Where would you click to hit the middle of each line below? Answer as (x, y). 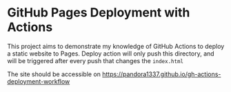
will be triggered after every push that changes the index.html (96, 60)
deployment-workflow (39, 81)
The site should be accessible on (54, 74)
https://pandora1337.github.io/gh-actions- (162, 74)
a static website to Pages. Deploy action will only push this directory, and (111, 54)
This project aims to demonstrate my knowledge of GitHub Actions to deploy (116, 46)
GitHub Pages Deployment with (99, 13)
